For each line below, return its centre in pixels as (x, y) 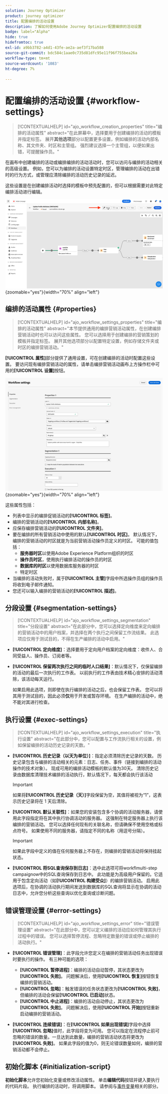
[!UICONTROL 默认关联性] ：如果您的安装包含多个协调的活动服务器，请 (85, 812)
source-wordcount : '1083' (32, 63)
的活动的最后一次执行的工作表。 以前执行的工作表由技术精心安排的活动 (85, 673)
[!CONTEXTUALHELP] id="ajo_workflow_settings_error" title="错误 (86, 923)
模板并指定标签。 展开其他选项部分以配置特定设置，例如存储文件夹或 (88, 341)
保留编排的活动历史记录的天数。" (56, 745)
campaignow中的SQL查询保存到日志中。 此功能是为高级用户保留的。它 (85, 874)
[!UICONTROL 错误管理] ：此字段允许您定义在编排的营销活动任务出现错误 (87, 953)
